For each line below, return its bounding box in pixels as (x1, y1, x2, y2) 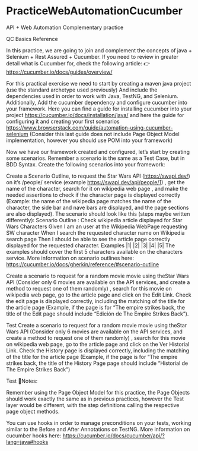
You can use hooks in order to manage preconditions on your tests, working (6, 419, 191, 426)
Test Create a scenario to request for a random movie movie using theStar (6, 321, 187, 329)
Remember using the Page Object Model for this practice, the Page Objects (6, 389, 190, 396)
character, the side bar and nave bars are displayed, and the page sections (6, 204, 189, 211)
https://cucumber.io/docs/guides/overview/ (6, 68, 113, 75)
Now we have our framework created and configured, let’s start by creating (6, 148, 190, 155)
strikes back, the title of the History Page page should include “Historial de (6, 359, 189, 367)
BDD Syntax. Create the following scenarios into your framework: (6, 160, 165, 168)
